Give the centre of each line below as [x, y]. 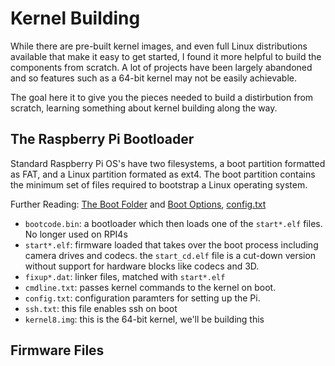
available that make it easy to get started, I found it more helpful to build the [166, 56]
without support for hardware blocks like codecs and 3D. [142, 266]
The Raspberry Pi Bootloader [102, 139]
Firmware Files [57, 350]
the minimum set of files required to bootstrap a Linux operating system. [159, 184]
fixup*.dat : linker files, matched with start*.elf [125, 276]
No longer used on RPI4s [76, 234]
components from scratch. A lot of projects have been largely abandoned [161, 67]
